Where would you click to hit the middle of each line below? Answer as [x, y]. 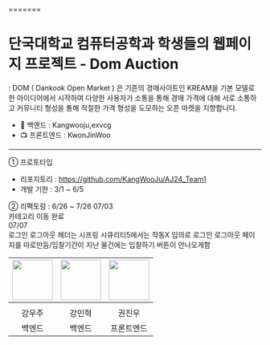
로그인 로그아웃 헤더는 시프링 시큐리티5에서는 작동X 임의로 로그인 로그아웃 [125, 234]
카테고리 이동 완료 [36, 216]
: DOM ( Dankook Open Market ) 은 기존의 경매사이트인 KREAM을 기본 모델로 [132, 87]
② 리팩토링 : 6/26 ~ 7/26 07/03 [61, 206]
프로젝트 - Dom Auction [102, 64]
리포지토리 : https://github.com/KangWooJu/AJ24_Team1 [113, 179]
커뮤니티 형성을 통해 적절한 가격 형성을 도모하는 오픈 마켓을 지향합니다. [127, 108]
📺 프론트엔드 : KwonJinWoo [65, 135]
